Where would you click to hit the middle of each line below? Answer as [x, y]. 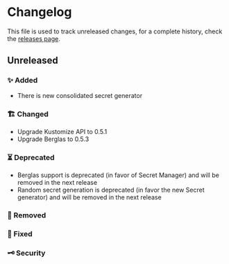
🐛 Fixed [20, 234]
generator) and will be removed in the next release [89, 197]
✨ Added [23, 81]
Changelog [40, 12]
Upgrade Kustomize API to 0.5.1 [62, 131]
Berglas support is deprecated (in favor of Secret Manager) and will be [118, 175]
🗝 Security [26, 253]
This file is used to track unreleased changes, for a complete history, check [115, 31]
